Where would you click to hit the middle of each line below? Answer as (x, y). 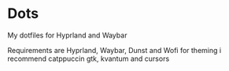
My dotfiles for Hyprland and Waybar (67, 35)
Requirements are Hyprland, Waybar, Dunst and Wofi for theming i (114, 50)
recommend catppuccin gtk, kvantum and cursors (89, 59)
